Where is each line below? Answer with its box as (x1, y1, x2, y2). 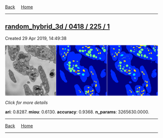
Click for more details (5, 99, 48, 105)
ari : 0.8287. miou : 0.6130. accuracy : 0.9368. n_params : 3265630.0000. (5, 109, 149, 115)
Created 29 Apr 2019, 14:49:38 (5, 35, 67, 41)
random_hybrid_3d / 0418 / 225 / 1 (5, 23, 110, 31)
